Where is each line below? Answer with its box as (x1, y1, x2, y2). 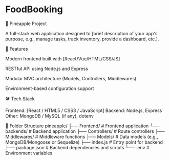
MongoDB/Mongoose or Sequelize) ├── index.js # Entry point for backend (5, 139, 163, 145)
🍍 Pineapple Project (5, 20, 47, 27)
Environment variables (5, 150, 53, 156)
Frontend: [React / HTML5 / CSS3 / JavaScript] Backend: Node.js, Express (5, 107, 162, 113)
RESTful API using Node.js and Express (5, 65, 88, 72)
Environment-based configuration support (5, 85, 94, 92)
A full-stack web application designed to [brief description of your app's (5, 30, 158, 36)
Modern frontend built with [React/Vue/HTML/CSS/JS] (5, 55, 120, 62)
